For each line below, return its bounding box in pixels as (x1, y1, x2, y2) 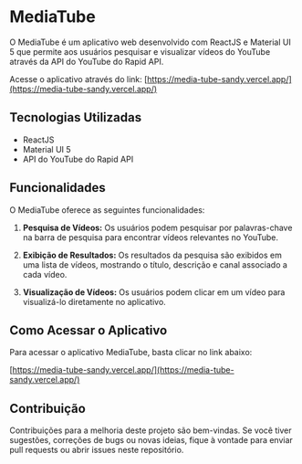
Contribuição (9, 400, 87, 417)
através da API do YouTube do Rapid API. (9, 56, 164, 67)
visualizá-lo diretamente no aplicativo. (22, 296, 166, 307)
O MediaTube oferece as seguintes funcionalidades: (9, 204, 205, 216)
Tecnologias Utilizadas (9, 110, 142, 125)
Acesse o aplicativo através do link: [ (9, 73, 148, 84)
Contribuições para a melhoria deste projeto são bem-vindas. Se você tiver (9, 425, 292, 436)
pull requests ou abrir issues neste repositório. (9, 445, 184, 456)
